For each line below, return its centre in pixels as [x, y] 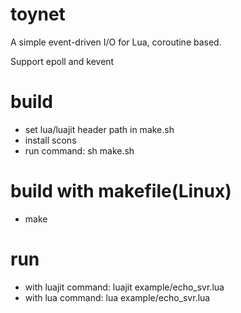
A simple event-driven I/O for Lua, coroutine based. [116, 42]
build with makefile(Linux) [121, 191]
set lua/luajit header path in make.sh [99, 129]
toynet [38, 14]
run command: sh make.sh [79, 150]
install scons [50, 140]
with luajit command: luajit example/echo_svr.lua [124, 287]
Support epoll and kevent [62, 61]
